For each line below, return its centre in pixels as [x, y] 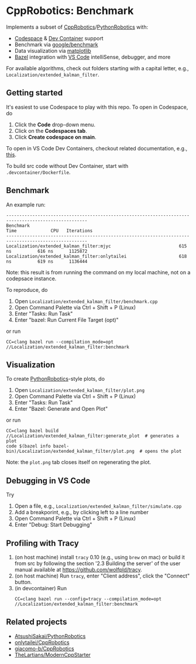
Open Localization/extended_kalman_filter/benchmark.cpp [86, 301]
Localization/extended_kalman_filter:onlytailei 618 [97, 256]
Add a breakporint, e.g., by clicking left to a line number [82, 512]
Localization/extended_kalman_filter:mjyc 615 [97, 246]
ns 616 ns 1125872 [47, 251]
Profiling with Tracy [42, 543]
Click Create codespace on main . [55, 137]
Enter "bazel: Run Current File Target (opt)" [66, 319]
